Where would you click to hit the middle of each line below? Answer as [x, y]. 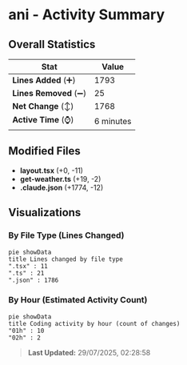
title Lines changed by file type [66, 259]
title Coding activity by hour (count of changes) [94, 323]
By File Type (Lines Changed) [66, 235]
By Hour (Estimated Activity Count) [78, 300]
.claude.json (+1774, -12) [62, 187]
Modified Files [45, 151]
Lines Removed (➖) [49, 93]
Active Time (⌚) [43, 120]
